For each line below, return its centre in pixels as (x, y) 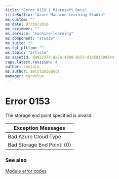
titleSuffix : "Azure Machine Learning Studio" (55, 15)
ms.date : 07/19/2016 (27, 24)
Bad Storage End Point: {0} (39, 144)
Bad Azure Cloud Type (35, 136)
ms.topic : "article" (27, 52)
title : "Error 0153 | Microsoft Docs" (46, 10)
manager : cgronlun (25, 76)
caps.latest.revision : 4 (31, 62)
